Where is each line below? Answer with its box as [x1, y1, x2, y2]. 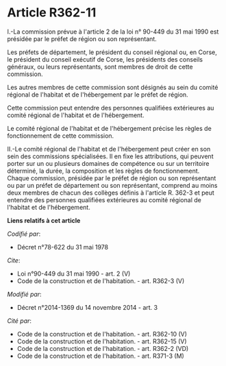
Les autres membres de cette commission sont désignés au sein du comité [7, 83, 218, 91]
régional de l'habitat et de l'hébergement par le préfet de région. [7, 90, 188, 99]
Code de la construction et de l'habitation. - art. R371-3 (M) [16, 352, 185, 360]
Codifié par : [7, 230, 41, 238]
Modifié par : [7, 290, 42, 298]
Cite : [7, 256, 21, 265]
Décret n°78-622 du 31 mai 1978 [16, 243, 108, 251]
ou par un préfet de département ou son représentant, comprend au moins [7, 181, 218, 189]
